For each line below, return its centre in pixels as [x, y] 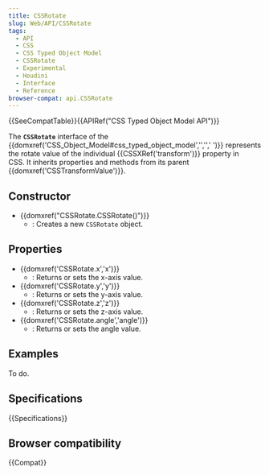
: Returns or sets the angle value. [87, 328]
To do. [19, 373]
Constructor [39, 196]
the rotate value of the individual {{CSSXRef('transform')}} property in [124, 154]
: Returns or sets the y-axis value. [87, 294]
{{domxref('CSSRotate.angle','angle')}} [84, 320]
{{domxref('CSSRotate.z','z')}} [70, 303]
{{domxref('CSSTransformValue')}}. [67, 171]
